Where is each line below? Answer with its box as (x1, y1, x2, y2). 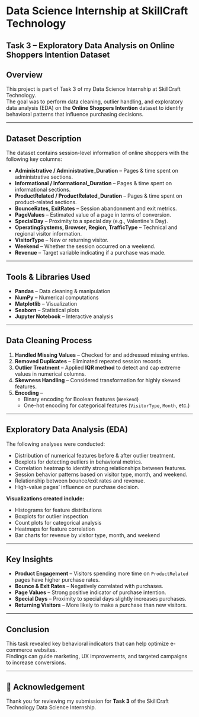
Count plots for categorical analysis (14, 519, 102, 526)
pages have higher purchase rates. (14, 576, 100, 583)
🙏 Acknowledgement (6, 681, 85, 692)
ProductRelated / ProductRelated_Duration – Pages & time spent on (14, 192, 182, 199)
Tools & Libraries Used (6, 272, 91, 282)
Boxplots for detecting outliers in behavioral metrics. (14, 458, 143, 465)
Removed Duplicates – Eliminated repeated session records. (14, 357, 163, 364)
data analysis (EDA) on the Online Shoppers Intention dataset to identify (6, 104, 184, 112)
